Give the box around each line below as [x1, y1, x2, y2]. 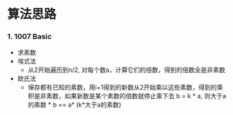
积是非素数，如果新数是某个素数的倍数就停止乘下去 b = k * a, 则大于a [27, 92, 227, 100]
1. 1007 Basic [7, 32, 52, 42]
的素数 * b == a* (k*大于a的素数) [27, 100, 122, 109]
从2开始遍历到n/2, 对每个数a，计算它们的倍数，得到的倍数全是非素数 [27, 66, 225, 74]
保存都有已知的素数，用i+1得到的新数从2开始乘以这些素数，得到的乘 [27, 83, 223, 91]
